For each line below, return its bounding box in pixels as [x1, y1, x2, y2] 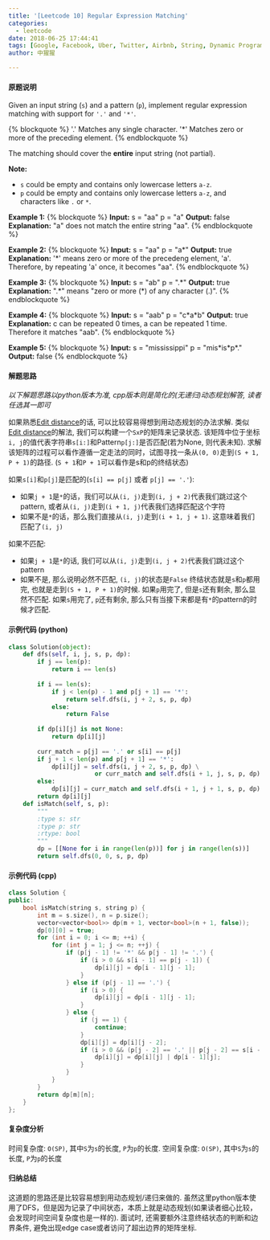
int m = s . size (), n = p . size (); [37, 911, 149, 919]
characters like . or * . [19, 197, 92, 207]
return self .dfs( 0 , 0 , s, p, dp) [37, 853, 149, 861]
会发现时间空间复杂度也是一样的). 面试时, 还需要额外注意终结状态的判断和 [8, 1213, 252, 1222]
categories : [8, 19, 48, 27]
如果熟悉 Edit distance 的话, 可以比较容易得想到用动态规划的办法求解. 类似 [8, 417, 250, 427]
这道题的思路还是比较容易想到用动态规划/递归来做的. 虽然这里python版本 [8, 1193, 249, 1202]
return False [65, 710, 110, 718]
